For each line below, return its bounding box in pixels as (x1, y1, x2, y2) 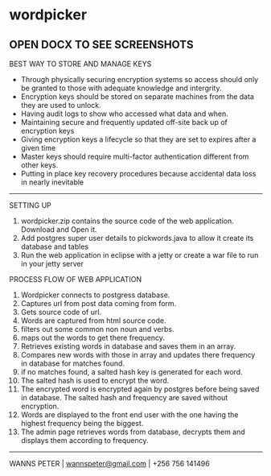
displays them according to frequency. (20, 436, 149, 445)
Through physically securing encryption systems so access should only (20, 75, 259, 84)
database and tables (20, 242, 89, 251)
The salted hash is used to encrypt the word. (20, 376, 170, 385)
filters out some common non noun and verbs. (20, 325, 175, 333)
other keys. (20, 160, 59, 170)
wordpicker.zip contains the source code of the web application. (20, 216, 234, 226)
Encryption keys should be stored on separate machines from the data (20, 92, 254, 101)
